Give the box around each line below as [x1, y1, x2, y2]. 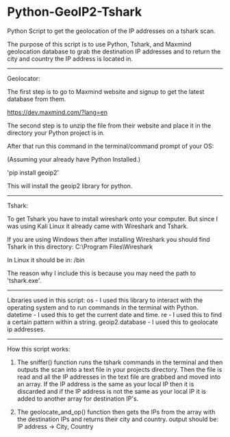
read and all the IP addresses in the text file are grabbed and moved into [16, 373, 221, 381]
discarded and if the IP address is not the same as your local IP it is [16, 387, 207, 395]
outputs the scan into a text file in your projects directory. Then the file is [16, 365, 222, 373]
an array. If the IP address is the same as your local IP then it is [16, 379, 194, 388]
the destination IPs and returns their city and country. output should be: [16, 415, 219, 423]
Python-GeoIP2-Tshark [7, 4, 142, 20]
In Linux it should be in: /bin [7, 255, 86, 264]
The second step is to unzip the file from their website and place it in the [7, 121, 212, 129]
